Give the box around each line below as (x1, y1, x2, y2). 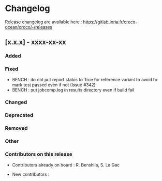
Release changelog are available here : (5, 19, 82, 25)
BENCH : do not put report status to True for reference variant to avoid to (12, 76, 158, 82)
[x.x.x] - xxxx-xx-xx (5, 38, 66, 46)
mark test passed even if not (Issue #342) (12, 82, 96, 88)
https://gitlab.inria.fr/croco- (83, 19, 138, 25)
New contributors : (12, 171, 50, 177)
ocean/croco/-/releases (5, 24, 52, 30)
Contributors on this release (5, 151, 73, 158)
